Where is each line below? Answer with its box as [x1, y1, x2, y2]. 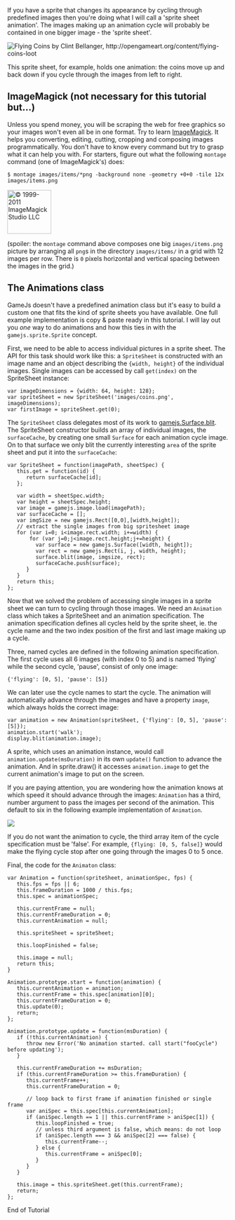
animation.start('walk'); [7, 728, 83, 736]
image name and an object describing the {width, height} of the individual [7, 359, 224, 367]
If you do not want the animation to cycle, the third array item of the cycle [7, 832, 220, 841]
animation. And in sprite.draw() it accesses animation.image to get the [7, 762, 209, 771]
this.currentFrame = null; [16, 904, 96, 912]
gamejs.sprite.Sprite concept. [7, 330, 98, 339]
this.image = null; [16, 954, 74, 961]
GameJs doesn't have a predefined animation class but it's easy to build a [7, 301, 221, 309]
